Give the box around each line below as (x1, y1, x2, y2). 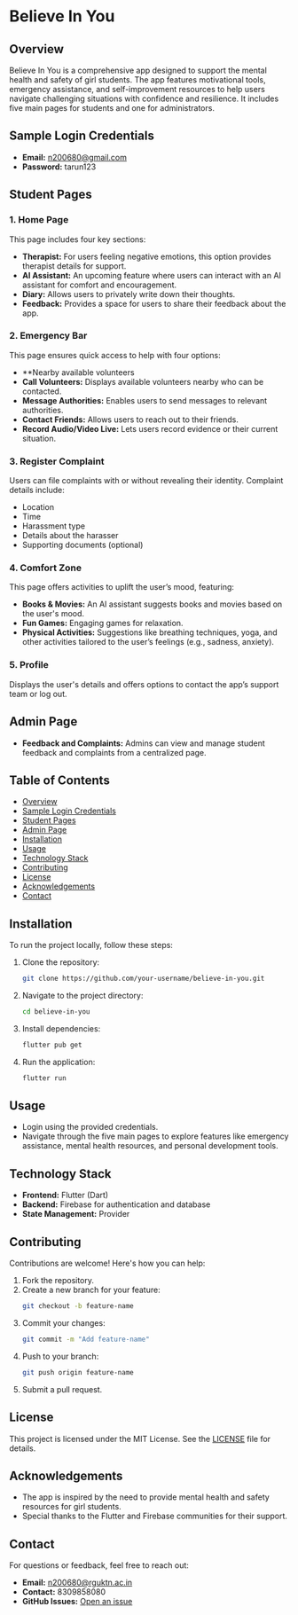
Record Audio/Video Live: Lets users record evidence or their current (21, 423, 278, 434)
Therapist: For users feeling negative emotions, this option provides (21, 251, 272, 262)
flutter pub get (21, 1040, 82, 1049)
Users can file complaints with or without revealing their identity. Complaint (9, 475, 284, 486)
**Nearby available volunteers (21, 366, 135, 378)
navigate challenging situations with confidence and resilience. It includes (9, 93, 279, 104)
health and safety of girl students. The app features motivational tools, (9, 74, 266, 85)
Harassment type (21, 521, 86, 531)
